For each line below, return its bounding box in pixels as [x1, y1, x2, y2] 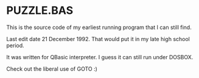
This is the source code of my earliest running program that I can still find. [6, 24, 192, 31]
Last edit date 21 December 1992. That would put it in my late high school [6, 35, 190, 42]
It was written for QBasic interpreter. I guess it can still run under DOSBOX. [6, 53, 194, 60]
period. [6, 42, 24, 49]
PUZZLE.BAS [6, 4, 74, 18]
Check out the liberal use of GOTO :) [6, 65, 97, 73]
